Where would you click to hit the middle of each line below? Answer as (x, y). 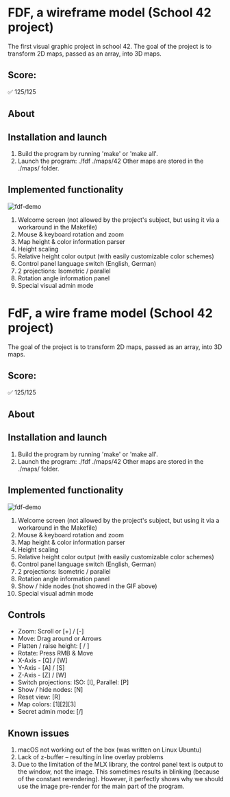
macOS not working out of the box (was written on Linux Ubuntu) (110, 750)
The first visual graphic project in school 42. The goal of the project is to (110, 46)
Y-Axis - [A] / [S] (41, 668)
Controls (27, 615)
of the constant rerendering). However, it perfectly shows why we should (120, 779)
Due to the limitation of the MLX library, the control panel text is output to (120, 765)
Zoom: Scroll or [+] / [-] (51, 631)
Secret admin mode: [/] (50, 712)
